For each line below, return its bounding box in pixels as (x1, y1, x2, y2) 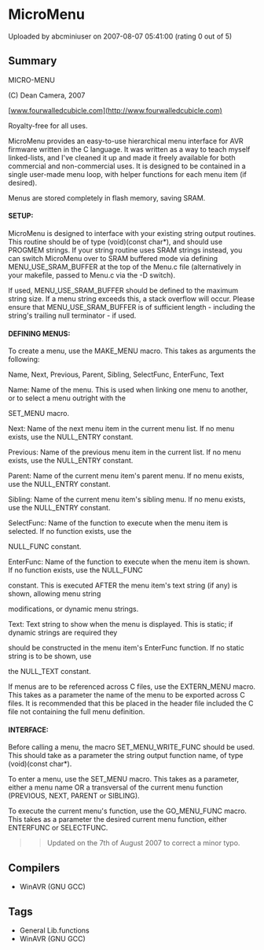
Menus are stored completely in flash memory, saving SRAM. (8, 193, 206, 202)
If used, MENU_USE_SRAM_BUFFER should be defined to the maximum (8, 285, 239, 295)
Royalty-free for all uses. (8, 120, 88, 131)
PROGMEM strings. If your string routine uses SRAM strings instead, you (8, 245, 243, 255)
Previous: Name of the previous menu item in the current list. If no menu (8, 447, 241, 457)
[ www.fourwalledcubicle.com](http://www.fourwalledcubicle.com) (8, 105, 222, 115)
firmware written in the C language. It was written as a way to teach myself (8, 144, 251, 154)
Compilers (8, 861, 60, 875)
